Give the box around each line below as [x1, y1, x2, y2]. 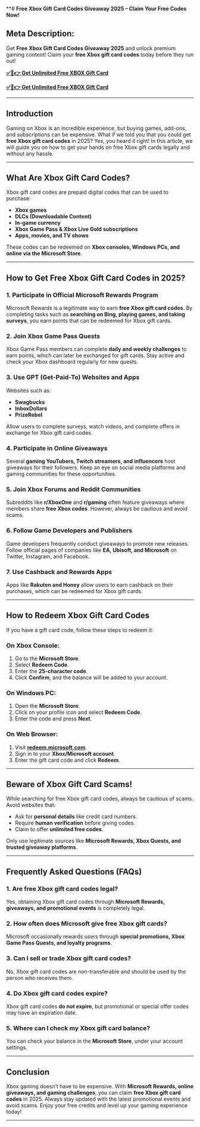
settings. [6, 1044, 28, 1051]
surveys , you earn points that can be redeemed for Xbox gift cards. [6, 317, 172, 325]
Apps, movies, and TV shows [14, 232, 89, 239]
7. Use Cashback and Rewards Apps [6, 567, 112, 576]
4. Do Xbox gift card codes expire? [6, 989, 108, 997]
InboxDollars [14, 405, 48, 412]
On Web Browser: [6, 730, 58, 738]
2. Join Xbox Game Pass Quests [6, 332, 100, 340]
